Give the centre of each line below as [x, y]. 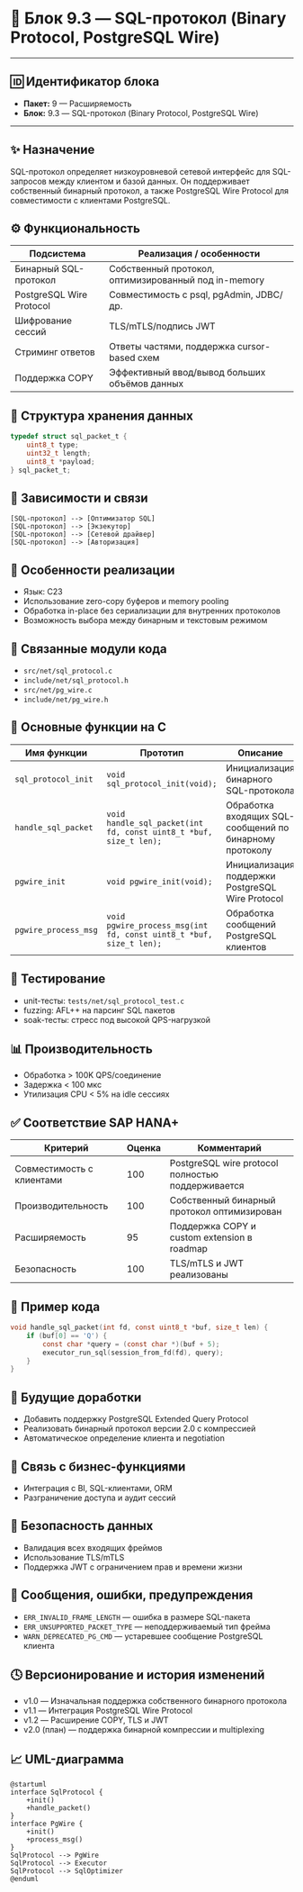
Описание [261, 753]
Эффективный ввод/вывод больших [187, 373]
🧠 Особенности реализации [93, 570]
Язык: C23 [43, 592]
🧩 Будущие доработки [76, 1397]
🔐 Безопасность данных [82, 1526]
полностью [194, 1174]
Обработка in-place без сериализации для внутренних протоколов [152, 611]
